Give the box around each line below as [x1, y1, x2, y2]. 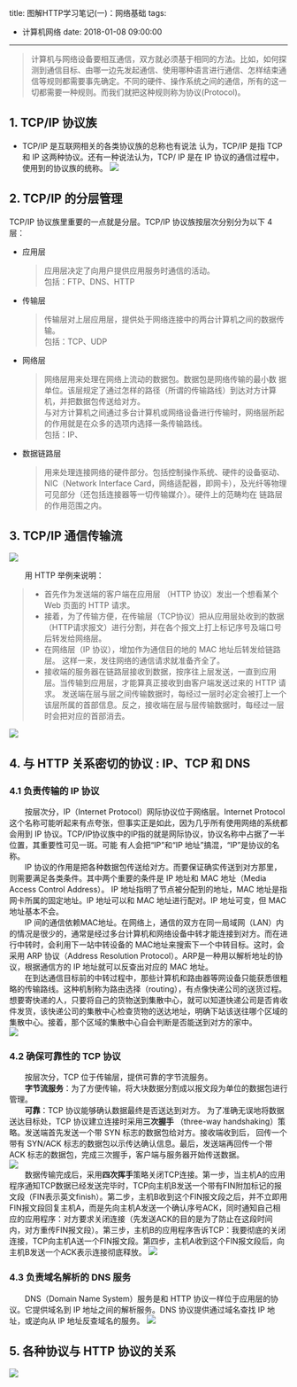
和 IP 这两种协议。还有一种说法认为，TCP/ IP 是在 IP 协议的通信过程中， [21, 152, 285, 162]
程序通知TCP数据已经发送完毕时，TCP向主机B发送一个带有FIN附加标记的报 [9, 1181, 283, 1191]
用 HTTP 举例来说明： [25, 570, 104, 581]
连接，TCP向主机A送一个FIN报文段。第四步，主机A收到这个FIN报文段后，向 [9, 1235, 286, 1247]
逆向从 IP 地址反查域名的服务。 [32, 1315, 145, 1326]
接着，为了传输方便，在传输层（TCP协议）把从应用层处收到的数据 [43, 611, 285, 622]
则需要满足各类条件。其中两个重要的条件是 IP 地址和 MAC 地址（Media [9, 873, 267, 884]
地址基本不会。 [9, 907, 64, 917]
